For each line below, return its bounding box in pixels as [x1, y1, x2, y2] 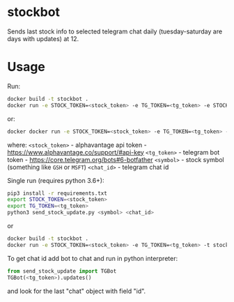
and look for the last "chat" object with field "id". [7, 287, 146, 295]
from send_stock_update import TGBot [7, 267, 117, 275]
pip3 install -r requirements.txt [7, 189, 108, 197]
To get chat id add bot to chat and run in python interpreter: [7, 254, 178, 262]
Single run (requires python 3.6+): [7, 176, 104, 184]
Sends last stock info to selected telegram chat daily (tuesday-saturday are [7, 27, 223, 35]
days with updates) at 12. [7, 34, 79, 42]
